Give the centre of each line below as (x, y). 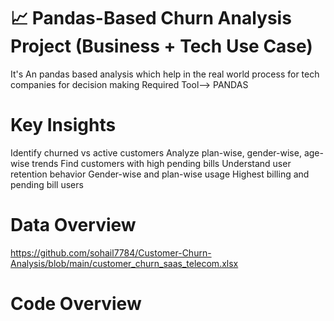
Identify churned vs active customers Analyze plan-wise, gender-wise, (156, 152)
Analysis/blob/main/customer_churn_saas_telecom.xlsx (124, 263)
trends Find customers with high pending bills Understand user (161, 163)
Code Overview (76, 304)
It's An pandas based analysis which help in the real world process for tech (165, 74)
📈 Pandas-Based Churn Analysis (151, 18)
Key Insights (63, 125)
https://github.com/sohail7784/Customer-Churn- (111, 252)
